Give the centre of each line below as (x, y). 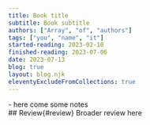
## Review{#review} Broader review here (75, 112)
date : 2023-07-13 (37, 60)
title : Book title (38, 15)
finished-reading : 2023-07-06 (58, 52)
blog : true (26, 67)
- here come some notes (48, 104)
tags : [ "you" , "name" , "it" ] (56, 38)
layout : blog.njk (37, 74)
